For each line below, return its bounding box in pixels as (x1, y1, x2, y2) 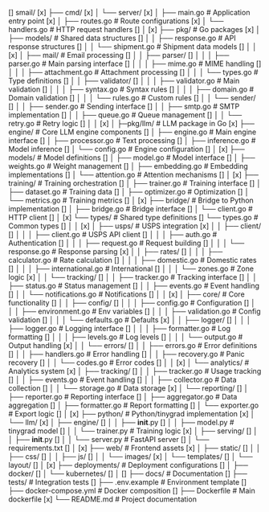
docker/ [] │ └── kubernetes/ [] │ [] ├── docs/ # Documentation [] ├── (8, 469, 247, 478)
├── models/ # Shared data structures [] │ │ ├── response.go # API (8, 33, 236, 43)
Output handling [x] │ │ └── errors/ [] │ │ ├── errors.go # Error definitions (8, 341, 258, 350)
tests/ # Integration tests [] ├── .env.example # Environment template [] (8, 477, 247, 486)
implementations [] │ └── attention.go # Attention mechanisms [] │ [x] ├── (8, 170, 259, 179)
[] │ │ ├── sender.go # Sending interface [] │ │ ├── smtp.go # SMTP (8, 101, 240, 111)
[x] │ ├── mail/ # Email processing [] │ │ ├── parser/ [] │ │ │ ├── (8, 51, 230, 59)
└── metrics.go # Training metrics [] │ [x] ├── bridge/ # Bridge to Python (8, 195, 255, 205)
